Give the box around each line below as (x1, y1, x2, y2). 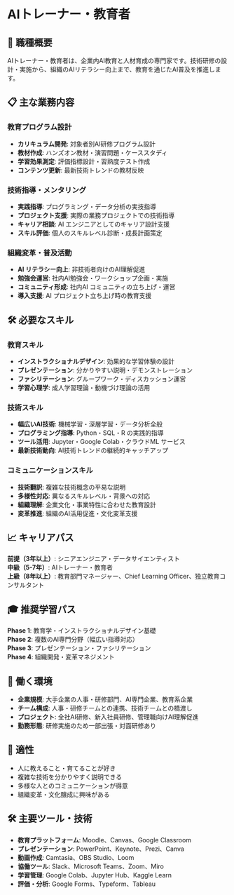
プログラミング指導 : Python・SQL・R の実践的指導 (17, 429, 164, 437)
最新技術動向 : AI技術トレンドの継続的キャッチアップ (17, 446, 169, 455)
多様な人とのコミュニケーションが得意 (17, 781, 128, 790)
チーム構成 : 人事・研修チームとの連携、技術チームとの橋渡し (17, 704, 193, 712)
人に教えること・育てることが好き (17, 764, 116, 772)
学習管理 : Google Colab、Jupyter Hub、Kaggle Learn (17, 870, 172, 879)
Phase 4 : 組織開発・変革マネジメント (7, 653, 115, 661)
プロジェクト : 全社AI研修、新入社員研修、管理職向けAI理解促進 (17, 713, 199, 721)
